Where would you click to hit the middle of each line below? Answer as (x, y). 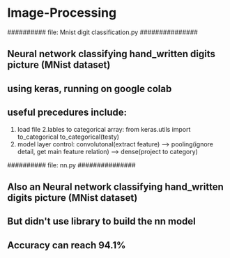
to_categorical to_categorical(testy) (68, 137)
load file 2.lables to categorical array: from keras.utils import (104, 129)
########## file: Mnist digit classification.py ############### (103, 32)
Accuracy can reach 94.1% (67, 245)
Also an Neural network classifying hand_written (116, 187)
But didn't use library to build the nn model (102, 221)
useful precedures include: (67, 113)
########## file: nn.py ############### (71, 165)
